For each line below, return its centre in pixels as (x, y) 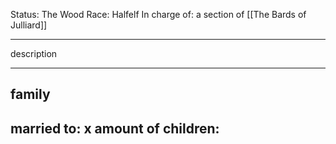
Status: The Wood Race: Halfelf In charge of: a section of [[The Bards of (158, 14)
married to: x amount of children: (115, 128)
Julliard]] (29, 25)
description (34, 53)
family (30, 94)
